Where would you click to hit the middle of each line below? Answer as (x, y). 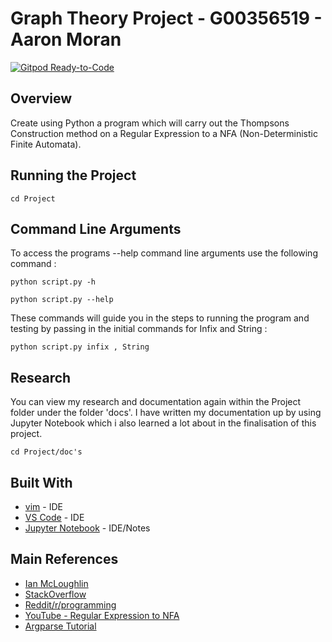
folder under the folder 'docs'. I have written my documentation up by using (166, 413)
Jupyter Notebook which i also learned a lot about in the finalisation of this (163, 423)
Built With (41, 482)
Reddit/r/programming (70, 604)
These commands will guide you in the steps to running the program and (160, 318)
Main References (64, 559)
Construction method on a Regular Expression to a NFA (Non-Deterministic (164, 133)
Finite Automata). (46, 144)
